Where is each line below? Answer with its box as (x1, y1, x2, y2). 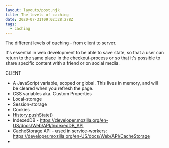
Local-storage (12, 96, 42, 102)
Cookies (12, 107, 30, 113)
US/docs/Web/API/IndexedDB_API (12, 123, 84, 129)
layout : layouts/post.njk (5, 7, 60, 13)
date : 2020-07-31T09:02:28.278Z (5, 17, 73, 22)
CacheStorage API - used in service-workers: (12, 128, 107, 134)
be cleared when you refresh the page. (12, 85, 94, 91)
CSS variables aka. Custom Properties (12, 91, 92, 97)
